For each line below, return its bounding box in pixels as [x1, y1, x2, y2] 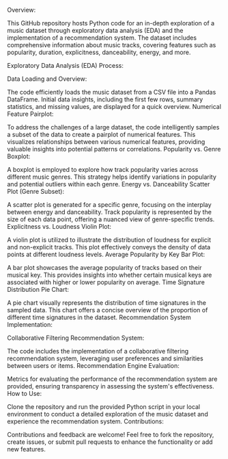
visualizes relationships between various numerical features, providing [7, 138, 205, 146]
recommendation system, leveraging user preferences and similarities [7, 354, 203, 362]
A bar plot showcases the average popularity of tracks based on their [7, 264, 203, 271]
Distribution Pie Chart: [7, 286, 70, 293]
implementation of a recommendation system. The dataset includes [7, 34, 197, 42]
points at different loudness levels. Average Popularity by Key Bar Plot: [7, 250, 205, 258]
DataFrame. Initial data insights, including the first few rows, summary [7, 95, 203, 103]
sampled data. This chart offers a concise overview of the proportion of [7, 306, 208, 314]
